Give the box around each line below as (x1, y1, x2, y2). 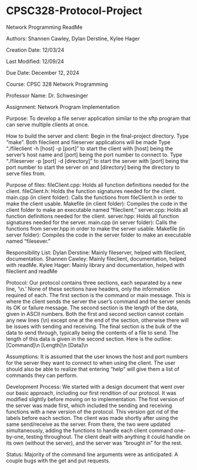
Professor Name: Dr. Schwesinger (6, 92, 88, 99)
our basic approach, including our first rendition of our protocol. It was (6, 389, 176, 396)
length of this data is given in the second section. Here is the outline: (6, 335, 172, 342)
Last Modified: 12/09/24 (6, 58, 65, 65)
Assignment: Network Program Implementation (6, 103, 120, 110)
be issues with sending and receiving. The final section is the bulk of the (6, 322, 181, 330)
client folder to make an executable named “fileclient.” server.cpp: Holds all (6, 206, 188, 213)
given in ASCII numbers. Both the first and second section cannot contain (6, 310, 184, 317)
